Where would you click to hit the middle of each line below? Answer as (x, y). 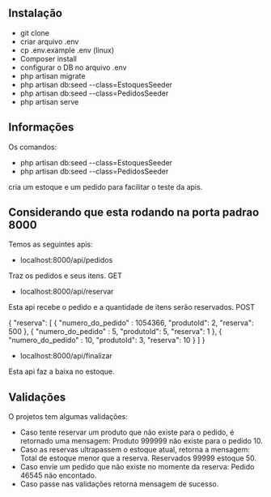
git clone (35, 32)
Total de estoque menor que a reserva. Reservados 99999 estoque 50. (138, 458)
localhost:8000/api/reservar (67, 292)
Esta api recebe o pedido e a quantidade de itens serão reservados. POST (132, 307)
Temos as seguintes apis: (51, 244)
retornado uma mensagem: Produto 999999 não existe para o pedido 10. (141, 441)
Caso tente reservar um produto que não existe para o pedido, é (127, 432)
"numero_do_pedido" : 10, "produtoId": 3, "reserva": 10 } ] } (107, 341)
